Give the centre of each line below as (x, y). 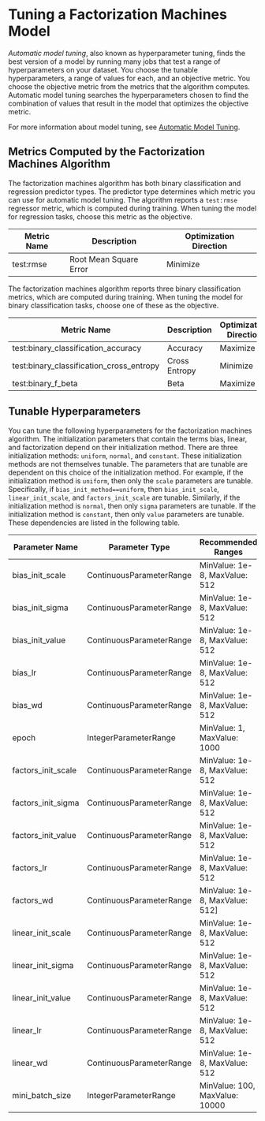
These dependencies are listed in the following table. (94, 523)
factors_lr (30, 867)
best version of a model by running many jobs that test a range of (114, 61)
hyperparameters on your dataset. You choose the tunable (103, 69)
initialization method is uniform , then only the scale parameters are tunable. (131, 480)
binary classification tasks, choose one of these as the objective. (114, 305)
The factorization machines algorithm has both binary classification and (125, 183)
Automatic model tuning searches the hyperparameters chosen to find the (129, 95)
